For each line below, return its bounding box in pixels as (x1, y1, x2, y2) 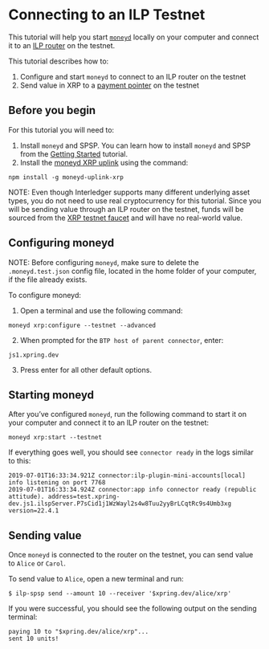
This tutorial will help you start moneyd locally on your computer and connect (8, 32, 259, 42)
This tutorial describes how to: (8, 56, 109, 66)
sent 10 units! (8, 635, 59, 643)
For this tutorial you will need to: (8, 124, 115, 134)
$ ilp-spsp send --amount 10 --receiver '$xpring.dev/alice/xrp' (8, 590, 231, 598)
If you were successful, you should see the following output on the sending (8, 604, 257, 614)
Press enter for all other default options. (19, 365, 153, 374)
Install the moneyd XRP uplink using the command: (19, 157, 189, 167)
